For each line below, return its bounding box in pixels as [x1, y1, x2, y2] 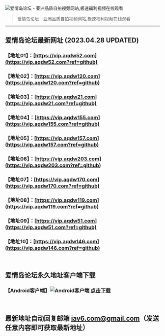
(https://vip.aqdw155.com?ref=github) [5, 121, 100, 128]
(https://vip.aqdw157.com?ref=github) [5, 141, 99, 148]
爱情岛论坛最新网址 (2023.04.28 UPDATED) [5, 36, 139, 44]
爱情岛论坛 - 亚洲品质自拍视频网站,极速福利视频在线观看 [17, 16, 131, 22]
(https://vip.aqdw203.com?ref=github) [5, 162, 101, 169]
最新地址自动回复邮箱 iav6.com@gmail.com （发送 [5, 314, 160, 323]
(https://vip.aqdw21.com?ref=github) [5, 100, 97, 107]
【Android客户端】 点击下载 [5, 287, 111, 294]
